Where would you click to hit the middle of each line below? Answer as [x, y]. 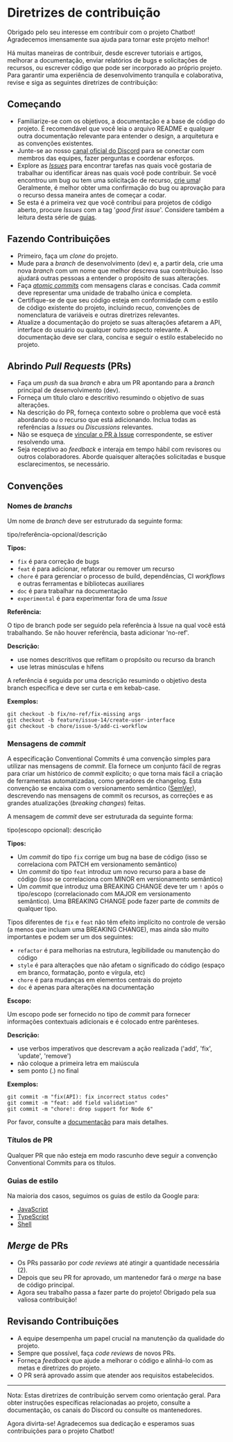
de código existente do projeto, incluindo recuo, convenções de [108, 307]
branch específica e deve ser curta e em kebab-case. [84, 688]
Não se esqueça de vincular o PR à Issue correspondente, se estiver [115, 435]
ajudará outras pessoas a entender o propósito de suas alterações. [113, 278]
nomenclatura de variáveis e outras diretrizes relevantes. [98, 315]
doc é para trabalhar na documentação [72, 591]
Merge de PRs [38, 1246]
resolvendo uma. [41, 442]
